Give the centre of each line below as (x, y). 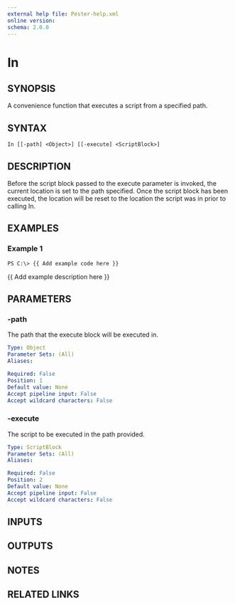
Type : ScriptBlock (34, 447)
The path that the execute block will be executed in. (83, 335)
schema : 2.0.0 (28, 27)
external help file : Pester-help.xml (63, 14)
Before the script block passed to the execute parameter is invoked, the (112, 183)
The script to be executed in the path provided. (76, 434)
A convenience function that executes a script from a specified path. (108, 106)
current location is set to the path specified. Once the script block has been (118, 191)
